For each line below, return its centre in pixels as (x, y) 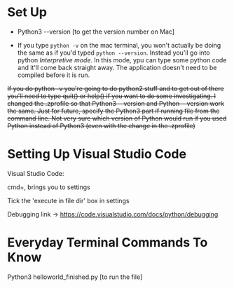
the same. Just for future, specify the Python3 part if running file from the (113, 111)
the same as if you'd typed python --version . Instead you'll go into (113, 53)
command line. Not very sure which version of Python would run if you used (117, 118)
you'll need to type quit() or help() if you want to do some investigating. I (111, 96)
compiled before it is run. (53, 75)
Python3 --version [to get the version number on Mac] (96, 32)
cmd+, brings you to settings (49, 187)
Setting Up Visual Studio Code (97, 154)
